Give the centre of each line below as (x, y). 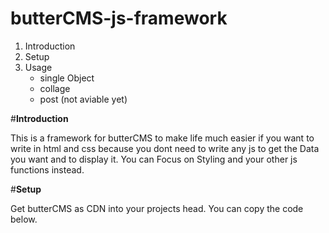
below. (24, 219)
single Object (67, 78)
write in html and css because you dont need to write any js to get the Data (165, 148)
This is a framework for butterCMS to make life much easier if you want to (162, 138)
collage (55, 88)
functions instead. (47, 169)
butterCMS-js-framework (119, 18)
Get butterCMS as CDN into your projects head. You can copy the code (157, 208)
